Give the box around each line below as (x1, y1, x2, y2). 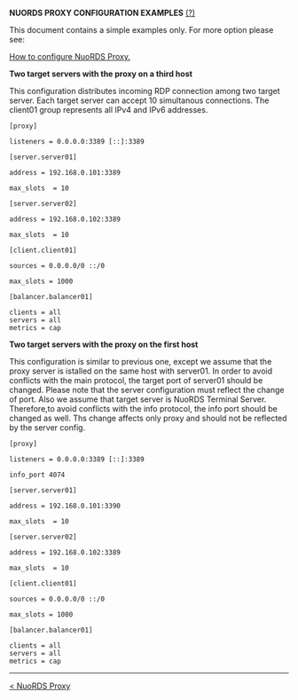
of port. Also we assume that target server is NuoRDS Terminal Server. (9, 394, 267, 405)
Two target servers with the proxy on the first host (9, 339, 199, 350)
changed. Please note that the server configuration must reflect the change (9, 385, 285, 395)
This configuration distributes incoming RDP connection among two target (9, 86, 281, 96)
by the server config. (9, 422, 86, 433)
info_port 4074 (9, 470, 66, 479)
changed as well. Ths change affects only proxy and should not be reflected (9, 413, 287, 423)
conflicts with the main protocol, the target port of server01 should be (9, 375, 263, 385)
